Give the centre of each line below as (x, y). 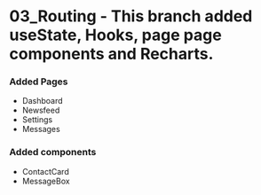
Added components (53, 152)
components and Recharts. (111, 54)
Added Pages (39, 82)
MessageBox (46, 181)
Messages (41, 129)
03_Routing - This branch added (131, 16)
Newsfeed (41, 110)
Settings (37, 120)
